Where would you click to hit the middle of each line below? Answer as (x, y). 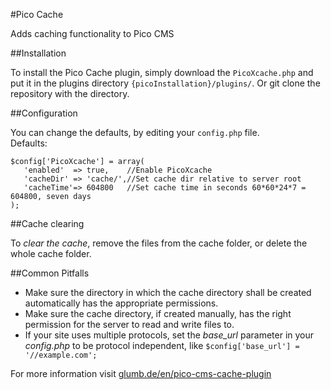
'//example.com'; (61, 355)
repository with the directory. (70, 93)
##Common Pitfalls (50, 273)
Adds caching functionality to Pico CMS (92, 33)
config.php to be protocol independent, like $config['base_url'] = (162, 345)
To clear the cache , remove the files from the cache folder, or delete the (159, 243)
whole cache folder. (51, 253)
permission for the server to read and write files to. (129, 324)
